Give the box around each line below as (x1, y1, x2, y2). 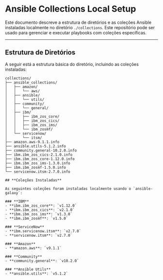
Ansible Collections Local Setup (5, 3, 136, 15)
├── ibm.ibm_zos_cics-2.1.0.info (5, 152, 73, 157)
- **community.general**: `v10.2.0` (5, 258, 79, 263)
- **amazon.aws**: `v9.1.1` (5, 246, 62, 250)
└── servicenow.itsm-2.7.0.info (5, 169, 70, 174)
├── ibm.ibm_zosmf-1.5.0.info (5, 165, 66, 170)
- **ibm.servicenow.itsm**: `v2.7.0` (5, 229, 81, 233)
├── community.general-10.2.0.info (5, 148, 77, 153)
